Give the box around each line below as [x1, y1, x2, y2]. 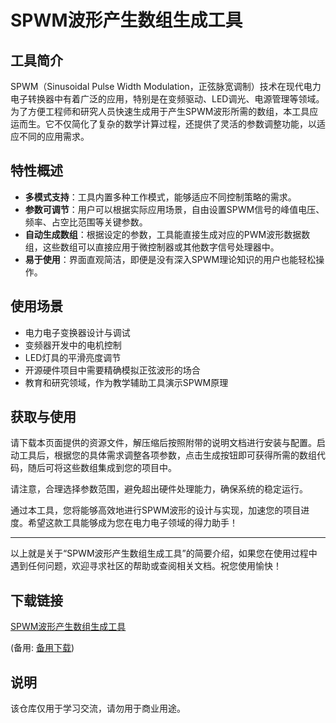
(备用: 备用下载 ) [10, 642, 75, 654]
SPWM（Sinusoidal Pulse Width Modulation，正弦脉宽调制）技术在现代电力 [10, 81, 322, 92]
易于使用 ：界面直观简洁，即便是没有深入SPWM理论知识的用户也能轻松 [24, 253, 317, 265]
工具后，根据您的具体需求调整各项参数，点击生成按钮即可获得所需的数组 [18, 449, 317, 461]
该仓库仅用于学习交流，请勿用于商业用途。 [10, 702, 186, 715]
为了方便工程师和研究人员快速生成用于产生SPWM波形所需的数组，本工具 [10, 106, 310, 117]
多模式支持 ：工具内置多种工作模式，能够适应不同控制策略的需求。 [24, 191, 297, 203]
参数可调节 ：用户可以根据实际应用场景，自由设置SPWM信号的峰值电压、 [24, 203, 325, 215]
